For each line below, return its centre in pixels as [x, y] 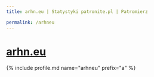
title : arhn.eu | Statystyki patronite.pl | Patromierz [77, 12]
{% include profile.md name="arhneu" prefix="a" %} [71, 68]
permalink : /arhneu [30, 22]
